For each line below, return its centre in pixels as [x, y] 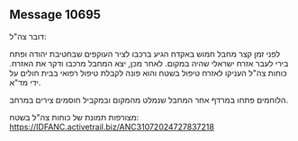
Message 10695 [55, 15]
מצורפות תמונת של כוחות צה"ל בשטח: [74, 117]
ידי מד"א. [25, 82]
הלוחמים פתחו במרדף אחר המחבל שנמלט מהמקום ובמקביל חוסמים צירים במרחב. [149, 100]
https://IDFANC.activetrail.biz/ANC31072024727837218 [112, 127]
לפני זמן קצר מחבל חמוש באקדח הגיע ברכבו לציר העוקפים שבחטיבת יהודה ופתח [145, 54]
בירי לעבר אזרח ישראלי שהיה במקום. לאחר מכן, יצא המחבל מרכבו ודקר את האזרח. [149, 63]
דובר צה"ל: [28, 36]
